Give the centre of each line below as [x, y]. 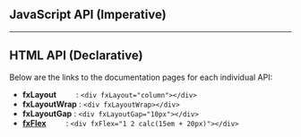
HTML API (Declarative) [76, 56]
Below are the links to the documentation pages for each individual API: [141, 77]
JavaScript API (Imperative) [88, 15]
